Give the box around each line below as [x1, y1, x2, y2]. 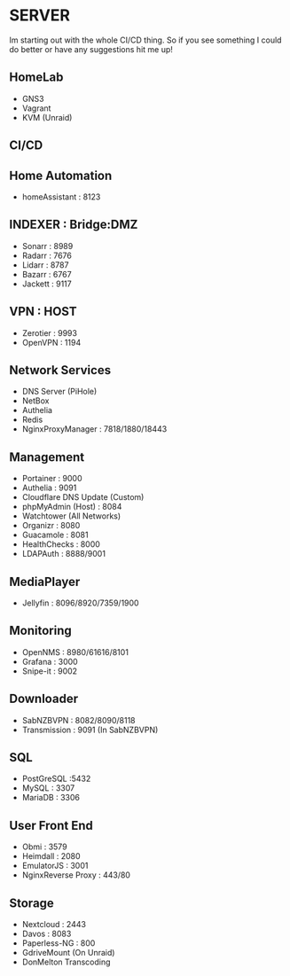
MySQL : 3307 [21, 783, 75, 793]
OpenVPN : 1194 [21, 337, 82, 347]
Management [9, 449, 85, 465]
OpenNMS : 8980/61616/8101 [21, 646, 129, 657]
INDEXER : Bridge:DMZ [9, 217, 138, 232]
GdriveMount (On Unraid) [21, 948, 115, 958]
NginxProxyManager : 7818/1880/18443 [21, 424, 168, 434]
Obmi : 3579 [21, 841, 68, 852]
